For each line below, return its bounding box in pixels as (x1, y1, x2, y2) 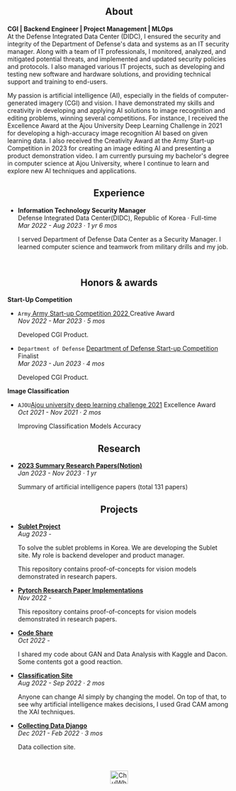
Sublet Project (17, 522, 61, 531)
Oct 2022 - (17, 636, 50, 645)
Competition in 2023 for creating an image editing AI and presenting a (7, 143, 211, 152)
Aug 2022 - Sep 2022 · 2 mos (17, 679, 105, 687)
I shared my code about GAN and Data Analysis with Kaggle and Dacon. (17, 650, 228, 659)
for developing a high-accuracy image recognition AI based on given (7, 129, 208, 137)
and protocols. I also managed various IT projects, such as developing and (7, 62, 225, 70)
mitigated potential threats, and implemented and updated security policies (7, 55, 227, 63)
